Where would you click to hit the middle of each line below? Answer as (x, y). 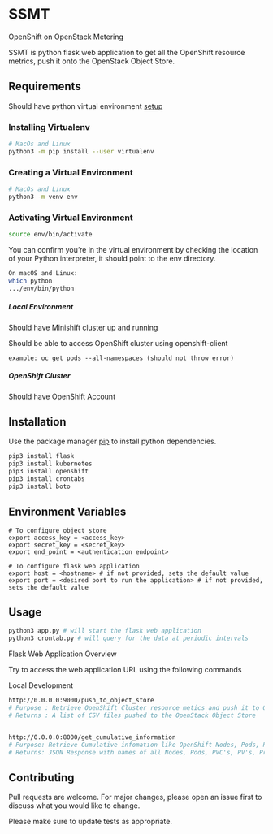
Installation (37, 422)
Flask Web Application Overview (63, 654)
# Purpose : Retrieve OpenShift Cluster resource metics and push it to (134, 708)
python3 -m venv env (43, 197)
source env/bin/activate (50, 235)
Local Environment (41, 307)
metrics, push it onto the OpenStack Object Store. (92, 61)
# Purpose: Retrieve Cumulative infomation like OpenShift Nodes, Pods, (134, 745)
